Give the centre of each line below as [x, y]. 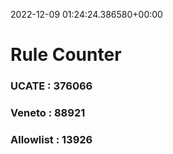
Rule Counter [66, 55]
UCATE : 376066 [51, 86]
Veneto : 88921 [48, 113]
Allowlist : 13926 [51, 139]
